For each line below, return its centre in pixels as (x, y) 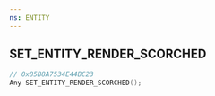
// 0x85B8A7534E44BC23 (52, 74)
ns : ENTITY (30, 17)
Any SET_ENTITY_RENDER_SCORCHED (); (76, 83)
